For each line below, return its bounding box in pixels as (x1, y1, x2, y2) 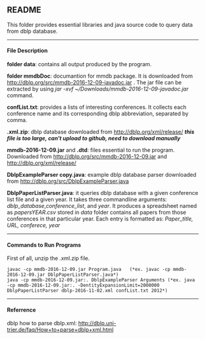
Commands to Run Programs (7, 241, 82, 248)
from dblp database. (7, 27, 58, 35)
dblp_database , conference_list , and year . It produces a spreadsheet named (7, 202, 197, 210)
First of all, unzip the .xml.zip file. (7, 255, 90, 262)
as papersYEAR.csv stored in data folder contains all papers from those (7, 209, 186, 216)
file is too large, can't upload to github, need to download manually (7, 135, 181, 142)
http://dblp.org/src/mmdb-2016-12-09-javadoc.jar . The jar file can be (7, 79, 182, 86)
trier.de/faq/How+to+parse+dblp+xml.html (7, 326, 114, 334)
